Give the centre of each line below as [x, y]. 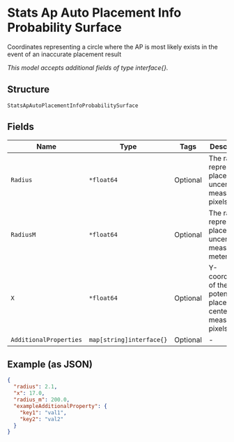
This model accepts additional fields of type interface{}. [88, 67]
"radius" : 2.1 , [36, 387]
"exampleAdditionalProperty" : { [61, 406]
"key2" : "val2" [42, 419]
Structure [29, 89]
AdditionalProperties [46, 339]
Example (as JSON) [50, 364]
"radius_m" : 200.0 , [42, 400]
